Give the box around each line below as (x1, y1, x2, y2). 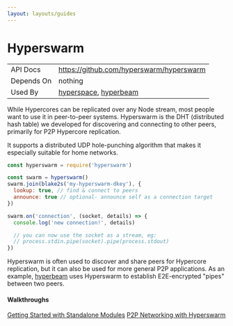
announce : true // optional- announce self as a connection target (13, 194, 214, 201)
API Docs (10, 64, 41, 74)
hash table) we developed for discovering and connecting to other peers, (7, 120, 217, 128)
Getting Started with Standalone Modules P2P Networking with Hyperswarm (7, 311, 226, 319)
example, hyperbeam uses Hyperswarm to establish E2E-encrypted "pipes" (7, 272, 225, 281)
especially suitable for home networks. (7, 148, 118, 157)
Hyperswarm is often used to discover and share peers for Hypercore (7, 257, 207, 265)
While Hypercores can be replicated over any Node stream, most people (7, 105, 215, 114)
